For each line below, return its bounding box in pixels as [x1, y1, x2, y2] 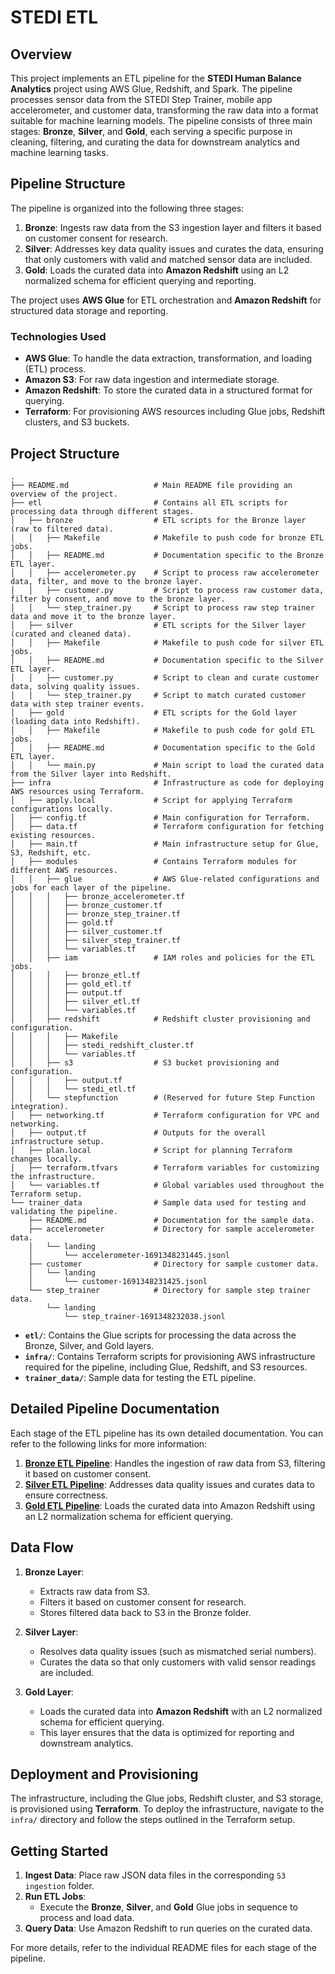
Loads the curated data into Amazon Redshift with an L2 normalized [39, 1705, 323, 1717]
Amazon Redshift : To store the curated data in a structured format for [24, 384, 313, 396]
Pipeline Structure [10, 176, 126, 193]
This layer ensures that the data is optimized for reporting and [39, 1726, 295, 1738]
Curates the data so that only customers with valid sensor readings [39, 1656, 317, 1668]
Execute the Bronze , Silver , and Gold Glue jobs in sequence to [39, 1901, 298, 1913]
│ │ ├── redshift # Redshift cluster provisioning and [10, 1014, 311, 1024]
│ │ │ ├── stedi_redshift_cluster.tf [10, 1040, 195, 1050]
